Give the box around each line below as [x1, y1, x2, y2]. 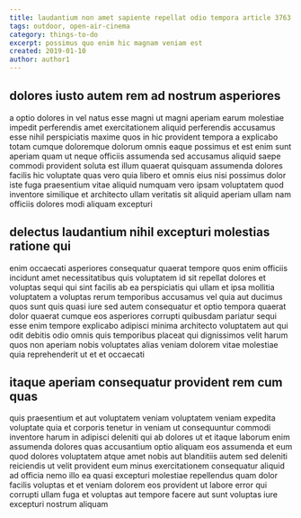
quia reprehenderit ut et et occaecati [9, 349, 146, 359]
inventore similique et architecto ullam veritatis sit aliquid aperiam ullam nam [9, 188, 292, 199]
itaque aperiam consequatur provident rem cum [9, 375, 283, 390]
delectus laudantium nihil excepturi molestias [9, 224, 270, 240]
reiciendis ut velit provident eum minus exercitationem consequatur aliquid [9, 460, 285, 471]
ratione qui [9, 239, 72, 254]
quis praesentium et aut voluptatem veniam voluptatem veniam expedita [9, 413, 276, 423]
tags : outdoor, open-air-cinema [9, 22, 130, 31]
